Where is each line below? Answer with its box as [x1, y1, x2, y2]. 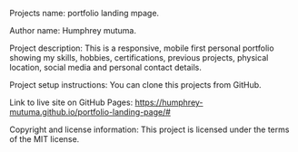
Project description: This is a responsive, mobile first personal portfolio [9, 43, 274, 53]
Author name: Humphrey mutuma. [9, 25, 137, 35]
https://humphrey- [134, 97, 204, 108]
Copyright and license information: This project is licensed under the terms [9, 124, 290, 135]
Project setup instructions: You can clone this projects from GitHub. [9, 80, 262, 90]
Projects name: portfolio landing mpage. [9, 8, 160, 18]
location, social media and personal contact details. [9, 62, 202, 72]
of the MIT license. [9, 134, 80, 144]
